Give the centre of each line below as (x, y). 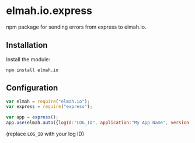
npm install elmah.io (32, 70)
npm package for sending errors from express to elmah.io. (76, 27)
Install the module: (28, 59)
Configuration (32, 88)
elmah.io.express (49, 11)
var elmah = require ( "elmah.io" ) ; (48, 101)
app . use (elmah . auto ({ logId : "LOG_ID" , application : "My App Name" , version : (99, 123)
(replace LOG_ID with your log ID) (45, 134)
